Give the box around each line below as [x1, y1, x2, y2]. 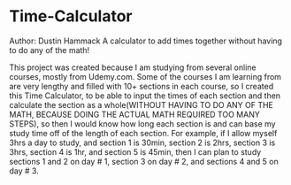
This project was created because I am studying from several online [9, 62, 257, 73]
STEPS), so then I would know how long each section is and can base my [9, 118, 276, 129]
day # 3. [9, 166, 40, 176]
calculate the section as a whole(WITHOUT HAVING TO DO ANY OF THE [9, 99, 274, 110]
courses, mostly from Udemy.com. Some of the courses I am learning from [9, 71, 281, 81]
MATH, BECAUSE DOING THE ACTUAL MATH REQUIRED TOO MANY [9, 109, 261, 119]
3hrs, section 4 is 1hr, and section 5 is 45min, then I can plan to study [9, 146, 262, 157]
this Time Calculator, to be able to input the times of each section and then [9, 90, 281, 101]
